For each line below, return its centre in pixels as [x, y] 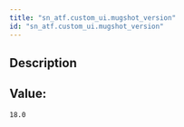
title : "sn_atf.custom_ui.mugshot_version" [93, 18]
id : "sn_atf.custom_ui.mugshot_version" [87, 26]
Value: [28, 94]
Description [43, 63]
